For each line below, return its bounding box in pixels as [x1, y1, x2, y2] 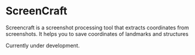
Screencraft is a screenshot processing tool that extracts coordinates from [5, 24, 189, 31]
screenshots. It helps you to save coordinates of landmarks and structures [5, 30, 189, 37]
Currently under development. [5, 42, 80, 49]
